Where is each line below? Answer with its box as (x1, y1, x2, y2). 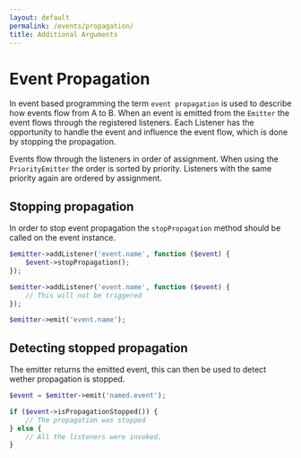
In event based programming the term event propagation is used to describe (9, 98, 292, 109)
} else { (9, 424, 42, 433)
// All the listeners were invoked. (25, 432, 163, 441)
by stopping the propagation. (9, 137, 116, 147)
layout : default (9, 13, 70, 22)
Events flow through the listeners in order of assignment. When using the (9, 154, 279, 164)
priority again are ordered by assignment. (9, 172, 163, 184)
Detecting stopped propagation (9, 340, 188, 356)
